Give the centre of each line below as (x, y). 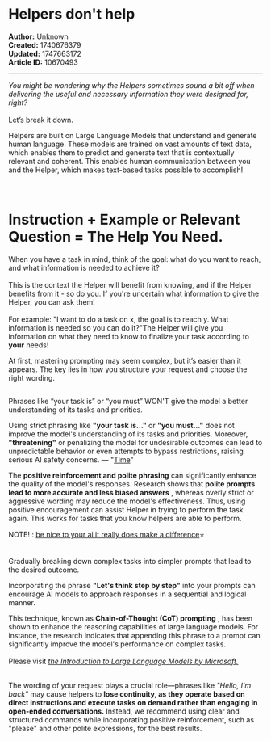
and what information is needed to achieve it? (84, 267)
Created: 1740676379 (45, 44)
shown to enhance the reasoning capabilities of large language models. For (133, 626)
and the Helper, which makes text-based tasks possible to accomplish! (126, 170)
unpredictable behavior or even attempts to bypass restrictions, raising (126, 451)
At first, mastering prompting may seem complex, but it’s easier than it (125, 360)
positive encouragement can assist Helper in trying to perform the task (126, 510)
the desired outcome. (44, 570)
